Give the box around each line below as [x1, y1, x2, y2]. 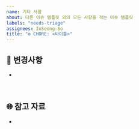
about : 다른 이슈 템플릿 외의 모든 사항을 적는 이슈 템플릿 [6, 14, 134, 20]
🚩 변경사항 [6, 55, 43, 65]
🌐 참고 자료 [6, 101, 46, 112]
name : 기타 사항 [6, 8, 42, 15]
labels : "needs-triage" [6, 20, 66, 26]
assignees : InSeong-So [6, 25, 63, 32]
